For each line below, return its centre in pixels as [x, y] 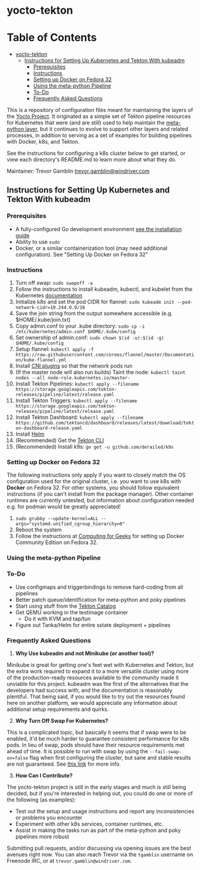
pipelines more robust [42, 836]
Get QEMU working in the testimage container [72, 612]
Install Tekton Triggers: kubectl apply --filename [76, 400]
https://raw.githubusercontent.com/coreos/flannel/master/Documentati [105, 355]
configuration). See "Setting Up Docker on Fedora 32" [82, 254]
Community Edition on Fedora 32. [57, 542]
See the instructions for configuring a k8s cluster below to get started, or [96, 153]
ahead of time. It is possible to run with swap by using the [77, 751]
